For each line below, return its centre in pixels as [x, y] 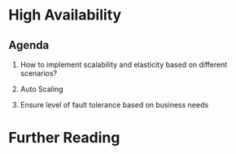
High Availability [65, 15]
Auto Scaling [42, 89]
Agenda [29, 45]
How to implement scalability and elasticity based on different [124, 64]
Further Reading [64, 138]
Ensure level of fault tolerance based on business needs [114, 105]
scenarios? [39, 73]
